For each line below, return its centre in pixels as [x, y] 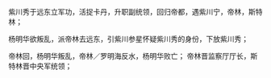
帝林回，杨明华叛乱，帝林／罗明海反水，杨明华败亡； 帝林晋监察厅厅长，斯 [133, 56]
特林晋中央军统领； [40, 66]
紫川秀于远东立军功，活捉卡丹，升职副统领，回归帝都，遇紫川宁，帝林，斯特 [135, 12]
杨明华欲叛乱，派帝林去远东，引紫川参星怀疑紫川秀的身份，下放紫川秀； [128, 39]
